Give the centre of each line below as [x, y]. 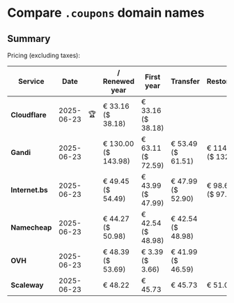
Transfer [185, 81]
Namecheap [31, 227]
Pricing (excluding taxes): [44, 55]
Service [31, 81]
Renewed [118, 81]
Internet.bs [30, 190]
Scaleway [27, 285]
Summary [29, 39]
